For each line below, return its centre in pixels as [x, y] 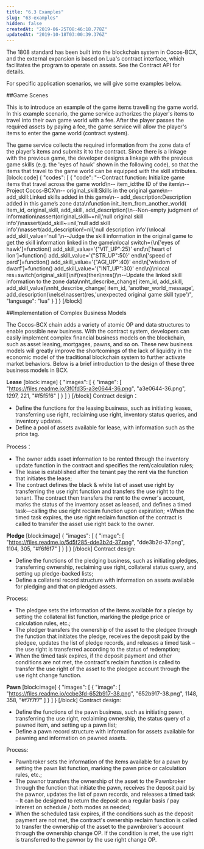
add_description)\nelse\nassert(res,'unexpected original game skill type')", [100, 295]
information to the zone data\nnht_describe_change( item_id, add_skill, [95, 281]
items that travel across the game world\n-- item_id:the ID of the [87, 184]
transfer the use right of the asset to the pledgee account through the [102, 669]
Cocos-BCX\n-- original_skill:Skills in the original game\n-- [99, 191]
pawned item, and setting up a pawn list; [66, 725]
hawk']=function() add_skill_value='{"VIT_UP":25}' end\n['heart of [89, 249]
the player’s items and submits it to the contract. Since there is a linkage [97, 152]
